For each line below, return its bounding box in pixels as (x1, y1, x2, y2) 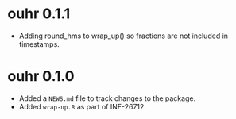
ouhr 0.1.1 (7, 5, 71, 23)
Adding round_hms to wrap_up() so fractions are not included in (18, 31, 228, 40)
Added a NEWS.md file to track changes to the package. (18, 93, 196, 103)
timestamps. (18, 39, 60, 48)
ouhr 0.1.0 (7, 67, 75, 86)
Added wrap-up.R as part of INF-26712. (18, 102, 146, 111)
